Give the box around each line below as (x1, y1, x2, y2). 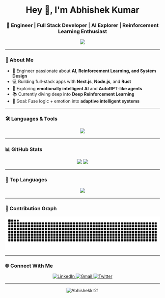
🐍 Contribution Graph (5, 205, 57, 212)
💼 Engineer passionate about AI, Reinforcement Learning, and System (12, 68, 156, 74)
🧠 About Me (5, 56, 34, 63)
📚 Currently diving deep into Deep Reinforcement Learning (12, 91, 135, 97)
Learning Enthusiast (58, 28, 107, 35)
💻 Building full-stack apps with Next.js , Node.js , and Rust (12, 78, 131, 84)
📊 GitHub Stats (5, 146, 43, 152)
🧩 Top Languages (5, 176, 48, 183)
